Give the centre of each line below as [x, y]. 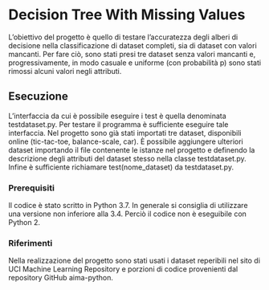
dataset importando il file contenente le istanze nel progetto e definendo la [132, 149]
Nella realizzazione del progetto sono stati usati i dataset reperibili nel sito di [134, 261]
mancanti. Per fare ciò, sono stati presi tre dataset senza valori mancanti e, [132, 54]
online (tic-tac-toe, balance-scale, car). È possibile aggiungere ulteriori [126, 141]
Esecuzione [38, 97]
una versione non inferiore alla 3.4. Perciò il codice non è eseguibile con [128, 214]
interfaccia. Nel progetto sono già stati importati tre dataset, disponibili [125, 133]
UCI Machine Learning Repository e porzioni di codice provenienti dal [123, 269]
